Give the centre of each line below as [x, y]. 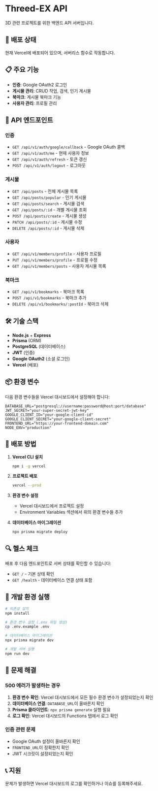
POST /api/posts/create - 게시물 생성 [49, 216]
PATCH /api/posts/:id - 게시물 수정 [47, 222]
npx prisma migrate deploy [40, 532]
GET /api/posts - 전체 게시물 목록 [45, 191]
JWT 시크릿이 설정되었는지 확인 [43, 754]
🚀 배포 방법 [21, 444]
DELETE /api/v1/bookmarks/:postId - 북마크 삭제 [60, 304]
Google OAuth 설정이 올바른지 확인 [46, 741]
